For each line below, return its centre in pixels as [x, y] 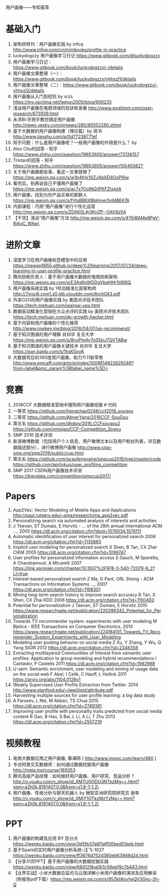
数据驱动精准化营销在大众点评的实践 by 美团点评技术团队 [71, 311]
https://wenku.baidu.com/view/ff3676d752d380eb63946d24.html [81, 855]
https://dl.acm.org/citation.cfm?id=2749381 [57, 706]
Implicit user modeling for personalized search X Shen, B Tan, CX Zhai [85, 547]
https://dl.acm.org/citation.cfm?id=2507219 [57, 722]
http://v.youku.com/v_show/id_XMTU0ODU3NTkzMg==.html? [76, 781]
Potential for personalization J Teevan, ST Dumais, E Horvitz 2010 [80, 605]
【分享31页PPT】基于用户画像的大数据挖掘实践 [61, 861]
